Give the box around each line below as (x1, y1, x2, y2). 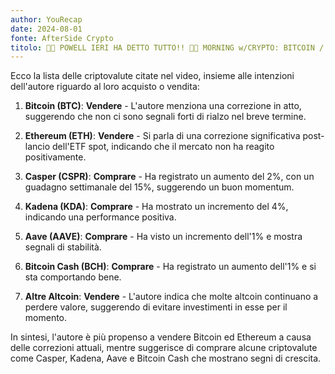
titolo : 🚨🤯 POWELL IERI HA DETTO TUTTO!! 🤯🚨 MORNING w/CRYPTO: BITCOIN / (10, 42, 325, 53)
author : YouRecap (10, 14, 83, 25)
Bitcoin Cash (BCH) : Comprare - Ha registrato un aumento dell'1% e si (24, 261, 317, 273)
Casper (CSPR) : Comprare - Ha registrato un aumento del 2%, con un (24, 171, 315, 183)
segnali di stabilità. (24, 241, 102, 253)
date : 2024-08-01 (10, 24, 83, 34)
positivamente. (24, 151, 87, 163)
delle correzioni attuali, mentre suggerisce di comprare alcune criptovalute (10, 342, 318, 354)
